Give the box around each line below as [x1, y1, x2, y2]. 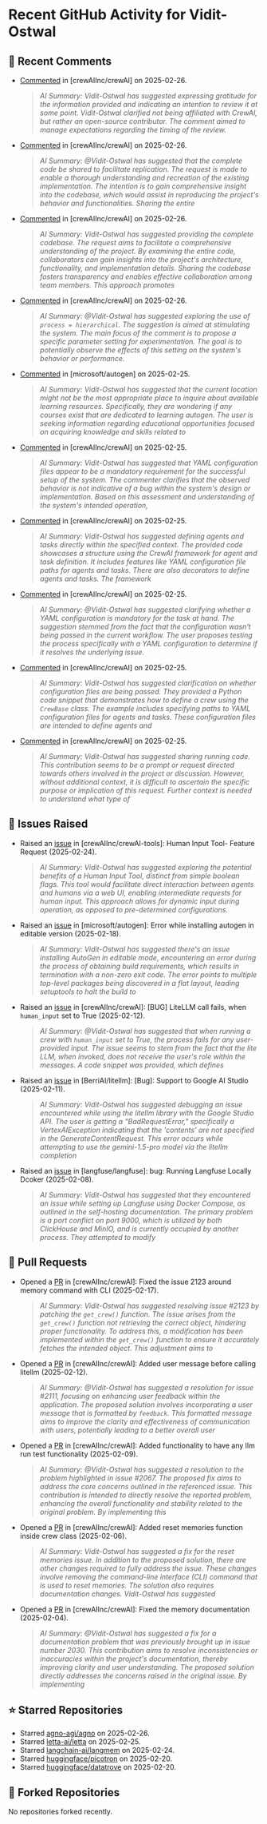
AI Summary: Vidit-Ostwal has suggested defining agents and [39, 531, 245, 541]
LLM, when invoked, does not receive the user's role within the [39, 1051, 245, 1061]
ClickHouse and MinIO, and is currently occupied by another [39, 1224, 239, 1234]
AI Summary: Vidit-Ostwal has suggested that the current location [39, 385, 257, 394]
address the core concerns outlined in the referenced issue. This [39, 1481, 253, 1491]
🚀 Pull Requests [8, 1256, 88, 1270]
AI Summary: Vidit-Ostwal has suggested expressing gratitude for [39, 91, 257, 101]
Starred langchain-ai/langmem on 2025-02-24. [19, 1746, 175, 1755]
